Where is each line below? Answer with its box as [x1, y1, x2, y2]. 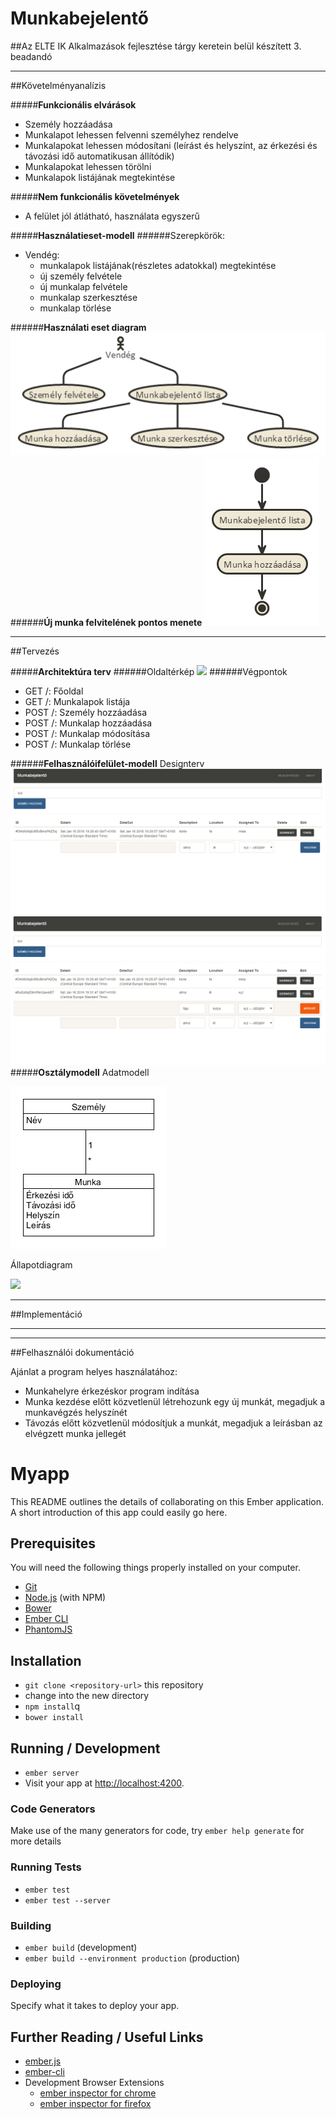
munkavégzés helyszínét [24, 1406, 128, 1418]
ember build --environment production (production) [24, 1952, 241, 1964]
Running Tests [10, 1860, 82, 1874]
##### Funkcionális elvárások [10, 98, 137, 111]
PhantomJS [24, 1623, 73, 1636]
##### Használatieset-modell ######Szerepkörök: [10, 229, 226, 241]
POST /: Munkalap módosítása [24, 728, 151, 740]
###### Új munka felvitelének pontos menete [10, 617, 203, 629]
